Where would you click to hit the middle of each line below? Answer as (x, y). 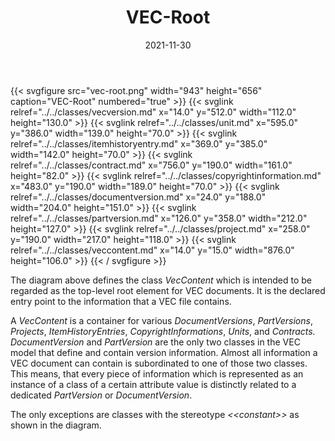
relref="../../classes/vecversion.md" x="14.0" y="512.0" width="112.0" (153, 112)
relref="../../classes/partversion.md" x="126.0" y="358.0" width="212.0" (159, 218)
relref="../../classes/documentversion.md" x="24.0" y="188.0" (138, 197)
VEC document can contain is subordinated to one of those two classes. (159, 363)
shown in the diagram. (56, 425)
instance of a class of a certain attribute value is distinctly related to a (153, 384)
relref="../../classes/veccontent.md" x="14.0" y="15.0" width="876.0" (152, 250)
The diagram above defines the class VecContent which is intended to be (161, 280)
